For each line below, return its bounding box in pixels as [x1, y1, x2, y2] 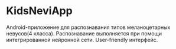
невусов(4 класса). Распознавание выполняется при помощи [6, 30, 162, 37]
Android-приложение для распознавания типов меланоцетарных [6, 24, 171, 31]
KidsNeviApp [6, 4, 73, 18]
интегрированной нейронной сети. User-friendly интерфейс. [6, 36, 158, 43]
